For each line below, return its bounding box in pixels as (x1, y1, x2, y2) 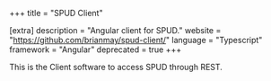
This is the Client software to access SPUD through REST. (9, 62, 223, 72)
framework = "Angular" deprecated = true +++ (9, 44, 182, 55)
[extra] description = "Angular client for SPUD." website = (9, 25, 222, 35)
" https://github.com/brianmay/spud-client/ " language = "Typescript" (9, 35, 263, 45)
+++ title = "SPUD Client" (9, 8, 103, 18)
